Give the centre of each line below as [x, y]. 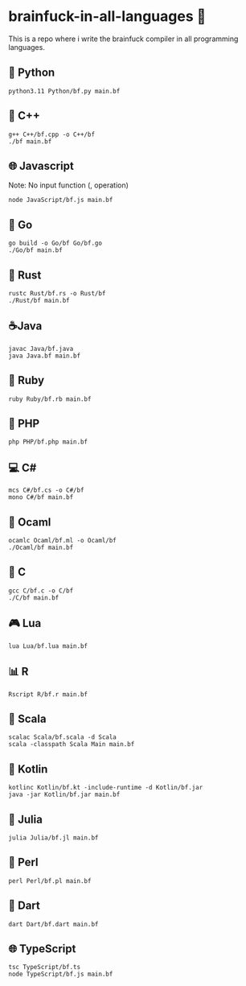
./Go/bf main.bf [35, 250]
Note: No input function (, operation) [68, 185]
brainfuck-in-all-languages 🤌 [107, 17]
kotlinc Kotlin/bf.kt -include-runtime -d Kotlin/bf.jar [106, 788]
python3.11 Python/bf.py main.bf [64, 91]
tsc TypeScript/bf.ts [45, 967]
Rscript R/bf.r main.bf [48, 694]
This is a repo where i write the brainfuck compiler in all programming [123, 39]
